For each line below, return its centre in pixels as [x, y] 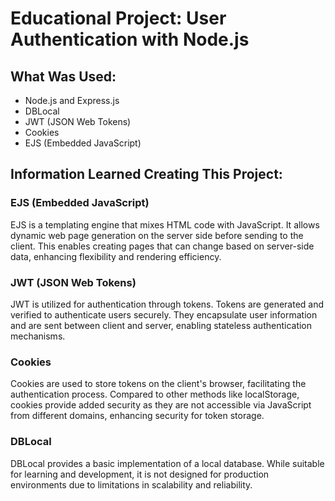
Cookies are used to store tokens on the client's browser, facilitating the [158, 384]
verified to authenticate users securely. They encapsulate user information [164, 314]
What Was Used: [63, 76]
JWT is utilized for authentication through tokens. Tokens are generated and [167, 304]
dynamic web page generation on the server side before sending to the [157, 235]
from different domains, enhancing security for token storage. [137, 416]
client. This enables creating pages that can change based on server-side [162, 246]
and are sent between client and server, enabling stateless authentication [161, 325]
